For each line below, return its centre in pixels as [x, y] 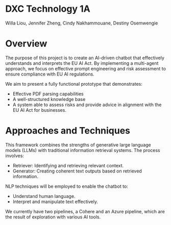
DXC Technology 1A [48, 9]
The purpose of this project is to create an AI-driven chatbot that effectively [85, 58]
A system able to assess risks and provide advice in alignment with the [87, 105]
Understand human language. [44, 196]
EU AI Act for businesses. [39, 110]
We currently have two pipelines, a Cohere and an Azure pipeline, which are [85, 211]
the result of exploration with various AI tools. [53, 217]
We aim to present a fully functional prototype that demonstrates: [74, 84]
